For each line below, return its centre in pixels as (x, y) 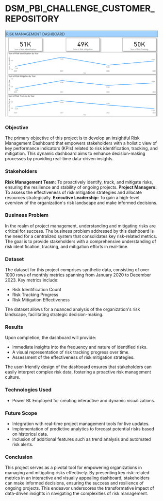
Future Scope (21, 413)
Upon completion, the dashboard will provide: (50, 338)
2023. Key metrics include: (32, 280)
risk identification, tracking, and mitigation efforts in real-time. (67, 246)
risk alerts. (23, 444)
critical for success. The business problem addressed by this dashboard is (80, 231)
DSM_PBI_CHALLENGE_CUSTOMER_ (80, 9)
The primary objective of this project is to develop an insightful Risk (72, 138)
